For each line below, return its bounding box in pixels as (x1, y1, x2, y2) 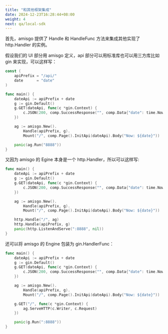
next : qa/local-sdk (5, 21, 46, 26)
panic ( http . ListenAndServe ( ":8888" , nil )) (14, 226, 104, 231)
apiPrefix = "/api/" (14, 73, 57, 78)
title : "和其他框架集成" (5, 7, 51, 12)
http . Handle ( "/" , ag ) (14, 217, 59, 222)
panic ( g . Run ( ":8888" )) (14, 319, 61, 325)
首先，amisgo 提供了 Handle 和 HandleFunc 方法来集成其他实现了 (5, 35, 140, 41)
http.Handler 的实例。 (5, 42, 50, 48)
